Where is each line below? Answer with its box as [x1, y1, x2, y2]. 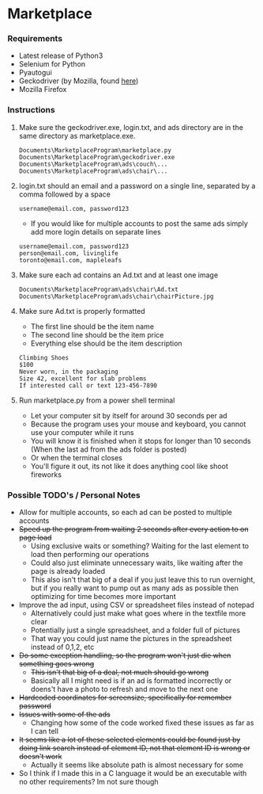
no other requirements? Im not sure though [18, 777, 159, 787]
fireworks [30, 469, 62, 479]
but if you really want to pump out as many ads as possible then [30, 583, 239, 593]
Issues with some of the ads [18, 710, 111, 720]
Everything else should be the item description [30, 338, 182, 348]
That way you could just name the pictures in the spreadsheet [30, 634, 232, 643]
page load [18, 533, 52, 543]
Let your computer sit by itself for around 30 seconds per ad [30, 410, 227, 420]
